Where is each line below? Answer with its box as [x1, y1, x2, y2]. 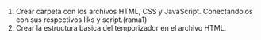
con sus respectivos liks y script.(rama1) [15, 15, 148, 24]
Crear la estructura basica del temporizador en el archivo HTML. [15, 24, 227, 32]
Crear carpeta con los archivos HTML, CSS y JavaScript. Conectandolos [15, 7, 253, 16]
